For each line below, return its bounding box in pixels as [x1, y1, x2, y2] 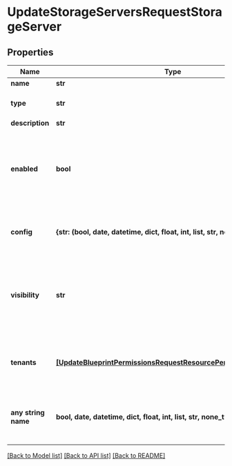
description [10, 118, 50, 128]
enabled [10, 164, 38, 174]
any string [10, 408, 45, 417]
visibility [10, 290, 40, 299]
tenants [10, 357, 37, 367]
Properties [7, 46, 54, 58]
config [10, 227, 33, 236]
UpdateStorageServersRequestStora [7, 4, 222, 20]
